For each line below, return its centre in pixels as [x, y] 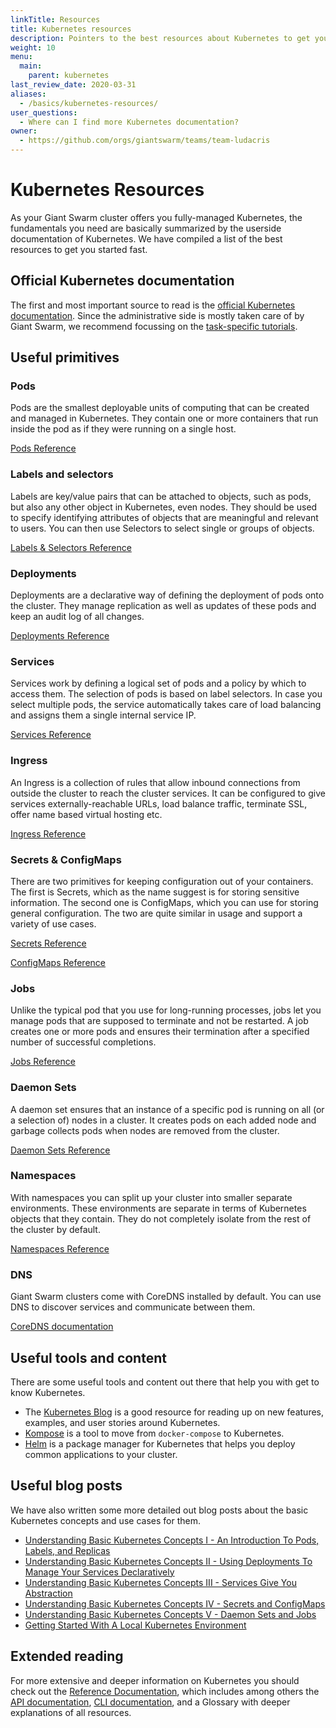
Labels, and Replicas [67, 1550]
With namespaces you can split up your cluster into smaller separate [151, 1197]
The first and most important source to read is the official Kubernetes [153, 305]
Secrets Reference [48, 943]
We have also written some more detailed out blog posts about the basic [159, 1510]
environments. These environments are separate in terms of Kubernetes [158, 1208]
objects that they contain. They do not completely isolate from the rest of [161, 1218]
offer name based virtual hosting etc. [86, 814]
